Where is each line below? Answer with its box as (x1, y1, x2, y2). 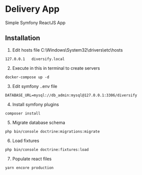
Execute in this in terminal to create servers (12, 65, 100, 71)
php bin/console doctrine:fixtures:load (5, 147, 89, 152)
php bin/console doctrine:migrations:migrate (5, 129, 100, 134)
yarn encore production (5, 165, 54, 170)
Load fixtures (12, 138, 39, 144)
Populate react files (12, 156, 52, 162)
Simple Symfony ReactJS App (5, 20, 66, 26)
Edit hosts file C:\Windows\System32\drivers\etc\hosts (12, 47, 123, 53)
